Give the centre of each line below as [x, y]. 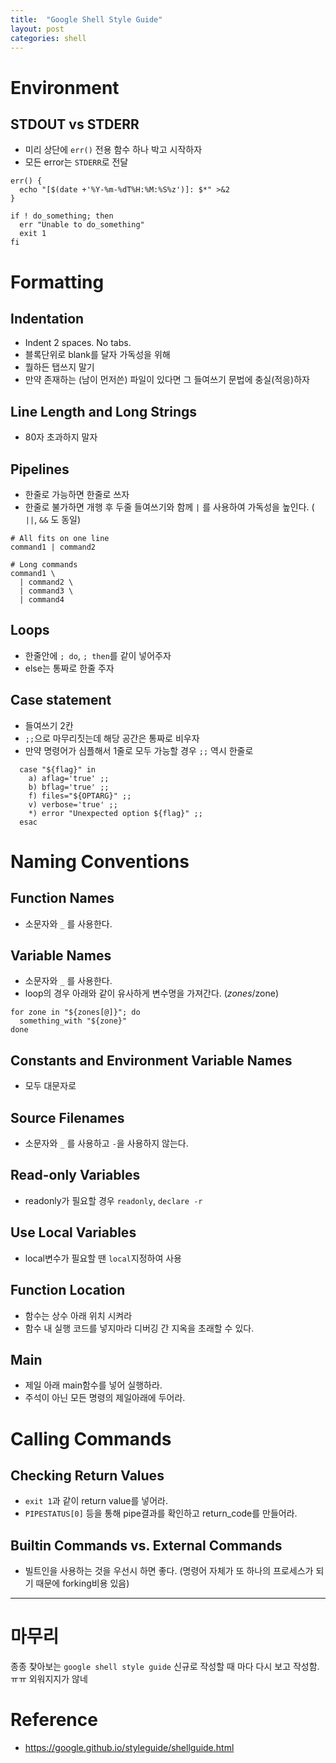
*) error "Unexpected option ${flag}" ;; [115, 813]
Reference [54, 1720]
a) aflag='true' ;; [69, 778]
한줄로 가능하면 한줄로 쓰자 [77, 494]
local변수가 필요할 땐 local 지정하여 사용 [103, 1258]
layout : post [37, 29]
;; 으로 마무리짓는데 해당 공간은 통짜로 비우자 [112, 738]
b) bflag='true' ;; [69, 787]
